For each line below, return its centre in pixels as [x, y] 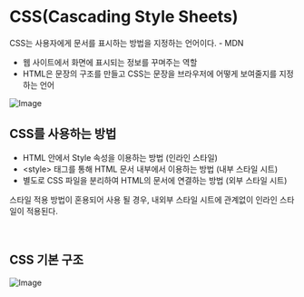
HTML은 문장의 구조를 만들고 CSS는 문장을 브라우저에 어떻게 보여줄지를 [150, 74]
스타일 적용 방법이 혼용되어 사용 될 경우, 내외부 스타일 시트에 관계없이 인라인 [144, 199]
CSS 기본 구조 [47, 260]
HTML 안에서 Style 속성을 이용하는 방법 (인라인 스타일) [120, 157]
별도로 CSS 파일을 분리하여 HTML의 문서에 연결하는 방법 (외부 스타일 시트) [155, 180]
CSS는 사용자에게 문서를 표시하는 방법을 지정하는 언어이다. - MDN [127, 43]
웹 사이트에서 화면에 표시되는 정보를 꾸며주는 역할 [110, 62]
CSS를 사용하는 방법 [63, 134]
